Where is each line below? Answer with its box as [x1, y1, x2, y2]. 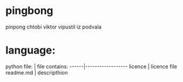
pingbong [5, 4, 54, 17]
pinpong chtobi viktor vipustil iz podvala [5, 23, 102, 30]
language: [5, 44, 56, 57]
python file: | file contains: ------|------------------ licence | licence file [5, 63, 178, 70]
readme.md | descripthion [5, 69, 68, 76]
